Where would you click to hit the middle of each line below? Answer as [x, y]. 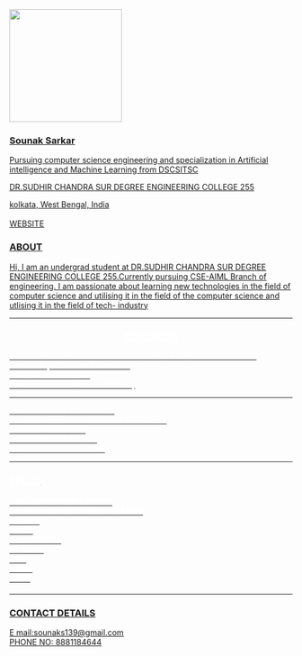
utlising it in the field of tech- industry [79, 305]
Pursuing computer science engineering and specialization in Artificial [139, 160]
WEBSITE [27, 223]
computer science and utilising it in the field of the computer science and [145, 296]
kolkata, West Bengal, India [59, 205]
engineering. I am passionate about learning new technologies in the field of [150, 286]
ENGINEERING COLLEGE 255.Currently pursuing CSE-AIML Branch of [138, 276]
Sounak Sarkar [42, 141]
